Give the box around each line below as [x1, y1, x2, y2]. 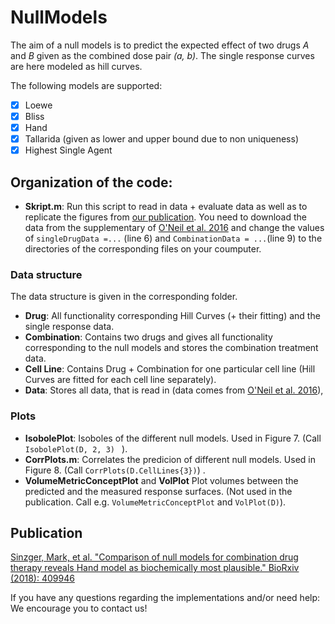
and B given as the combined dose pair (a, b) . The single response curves [10, 49, 315, 61]
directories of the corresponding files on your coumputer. [24, 243, 262, 255]
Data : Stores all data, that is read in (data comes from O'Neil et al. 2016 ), [24, 384, 324, 396]
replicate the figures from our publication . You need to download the [24, 211, 308, 223]
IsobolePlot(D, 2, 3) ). [24, 442, 128, 455]
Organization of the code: [10, 174, 173, 191]
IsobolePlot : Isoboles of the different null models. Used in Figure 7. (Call [24, 432, 322, 444]
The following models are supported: [10, 79, 163, 91]
